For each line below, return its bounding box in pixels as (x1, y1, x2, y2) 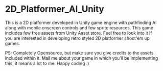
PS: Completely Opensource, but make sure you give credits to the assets (5, 50, 154, 56)
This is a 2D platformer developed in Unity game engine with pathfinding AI (5, 20, 157, 25)
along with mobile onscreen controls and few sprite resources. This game (5, 24, 153, 30)
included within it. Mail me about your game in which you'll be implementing (5, 55, 158, 61)
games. (5, 40, 21, 46)
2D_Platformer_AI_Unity (5, 3, 104, 15)
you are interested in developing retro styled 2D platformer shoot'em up (5, 35, 150, 41)
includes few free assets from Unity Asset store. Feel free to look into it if (5, 30, 152, 36)
